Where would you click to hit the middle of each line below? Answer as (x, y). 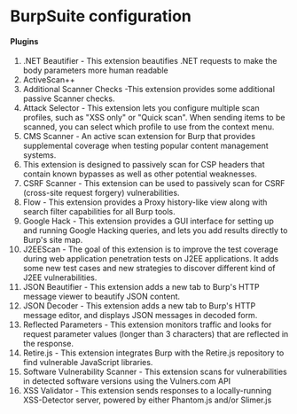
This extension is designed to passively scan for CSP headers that (144, 165)
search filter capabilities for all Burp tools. (99, 212)
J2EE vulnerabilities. (60, 277)
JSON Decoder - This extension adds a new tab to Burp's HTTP (139, 306)
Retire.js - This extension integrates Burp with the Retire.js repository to (153, 353)
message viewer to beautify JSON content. (102, 297)
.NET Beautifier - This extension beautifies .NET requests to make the (150, 61)
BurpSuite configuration (101, 16)
